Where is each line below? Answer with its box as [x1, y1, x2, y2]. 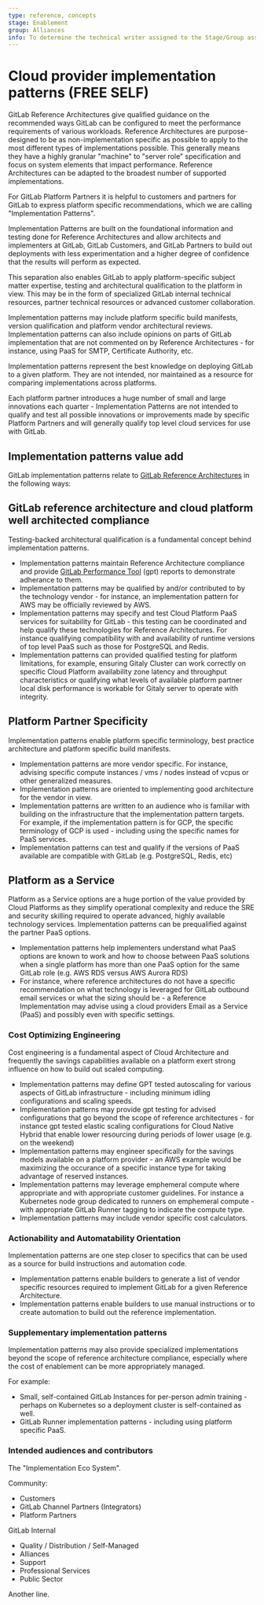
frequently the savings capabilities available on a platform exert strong [8, 1056, 236, 1065]
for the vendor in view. [19, 792, 93, 802]
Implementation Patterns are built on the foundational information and [8, 224, 233, 233]
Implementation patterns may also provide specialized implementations [8, 1345, 239, 1354]
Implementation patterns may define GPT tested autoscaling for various [19, 1079, 251, 1089]
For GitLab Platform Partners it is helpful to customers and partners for [8, 192, 237, 201]
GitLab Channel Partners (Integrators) [19, 1502, 141, 1511]
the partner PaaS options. [8, 928, 91, 938]
